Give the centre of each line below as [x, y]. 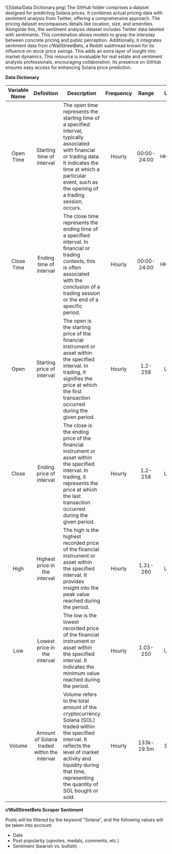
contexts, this [79, 261]
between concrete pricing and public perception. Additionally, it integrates [83, 40]
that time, [74, 771]
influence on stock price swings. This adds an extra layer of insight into [81, 51]
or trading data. [82, 156]
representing [79, 778]
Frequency [119, 93]
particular [75, 176]
